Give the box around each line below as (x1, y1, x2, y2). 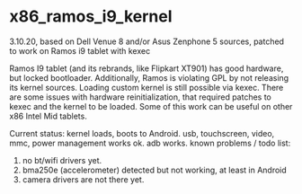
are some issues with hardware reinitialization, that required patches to (9, 92, 272, 102)
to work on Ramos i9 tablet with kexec (9, 45, 151, 56)
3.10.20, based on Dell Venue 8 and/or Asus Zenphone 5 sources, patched (9, 36, 285, 47)
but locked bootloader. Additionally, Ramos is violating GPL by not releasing (9, 72, 289, 83)
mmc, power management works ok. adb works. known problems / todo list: (9, 137, 291, 148)
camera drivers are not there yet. (22, 173, 145, 185)
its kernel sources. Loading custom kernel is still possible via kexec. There (9, 82, 284, 93)
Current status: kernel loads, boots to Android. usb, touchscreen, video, (9, 128, 275, 138)
